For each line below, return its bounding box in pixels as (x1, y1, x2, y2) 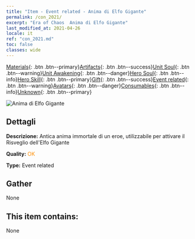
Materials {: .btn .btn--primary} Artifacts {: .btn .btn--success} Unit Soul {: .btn (6, 63, 190, 70)
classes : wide (6, 47, 41, 53)
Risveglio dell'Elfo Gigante (6, 139, 70, 146)
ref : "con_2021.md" (6, 36, 54, 42)
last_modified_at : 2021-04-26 (6, 25, 81, 31)
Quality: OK (6, 150, 35, 157)
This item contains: (6, 211, 79, 221)
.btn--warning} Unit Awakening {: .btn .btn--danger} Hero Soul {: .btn (6, 69, 169, 77)
